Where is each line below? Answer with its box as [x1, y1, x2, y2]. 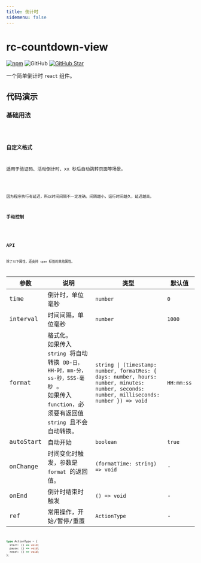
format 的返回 [47, 468, 88, 476]
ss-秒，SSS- [47, 374, 80, 381]
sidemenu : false [6, 14, 47, 20]
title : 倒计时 [6, 8, 39, 15]
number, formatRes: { [95, 367, 157, 374]
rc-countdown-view [6, 40, 109, 54]
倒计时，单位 [47, 291, 84, 299]
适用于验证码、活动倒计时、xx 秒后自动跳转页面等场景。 [6, 166, 126, 172]
